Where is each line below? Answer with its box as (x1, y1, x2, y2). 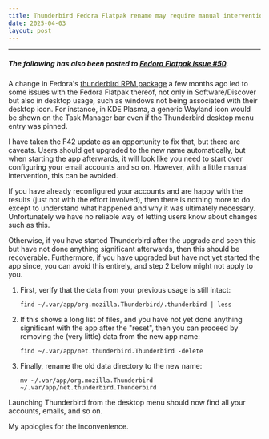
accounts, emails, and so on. (8, 406, 103, 416)
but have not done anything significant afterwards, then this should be (8, 245, 240, 254)
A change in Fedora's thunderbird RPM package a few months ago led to (8, 79, 248, 89)
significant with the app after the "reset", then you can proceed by (19, 323, 239, 333)
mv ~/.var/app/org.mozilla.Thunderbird (19, 377, 154, 385)
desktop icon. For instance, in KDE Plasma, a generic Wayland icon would (8, 105, 251, 114)
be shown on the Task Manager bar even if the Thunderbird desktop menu (8, 113, 255, 122)
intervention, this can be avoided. (8, 171, 118, 181)
